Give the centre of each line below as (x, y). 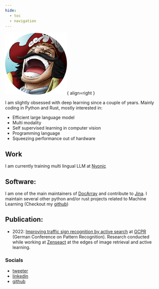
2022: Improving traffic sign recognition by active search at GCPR (79, 231)
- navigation (23, 21)
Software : (20, 181)
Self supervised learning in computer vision (57, 128)
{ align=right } (81, 93)
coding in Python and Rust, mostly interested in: (54, 108)
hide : (11, 10)
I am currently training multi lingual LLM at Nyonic (56, 166)
